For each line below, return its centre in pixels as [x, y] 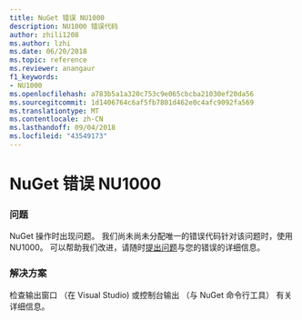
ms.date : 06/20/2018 [49, 52]
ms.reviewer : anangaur [52, 69]
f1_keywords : [34, 77]
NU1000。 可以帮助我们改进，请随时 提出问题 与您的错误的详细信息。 [137, 247]
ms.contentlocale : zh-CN [56, 119]
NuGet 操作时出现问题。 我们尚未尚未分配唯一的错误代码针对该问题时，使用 [151, 236]
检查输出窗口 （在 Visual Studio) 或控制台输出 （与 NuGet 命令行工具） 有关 [151, 295]
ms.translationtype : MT [55, 111]
